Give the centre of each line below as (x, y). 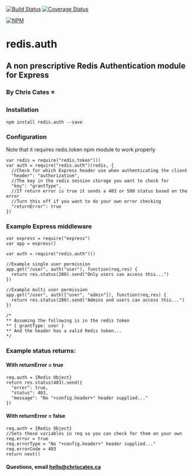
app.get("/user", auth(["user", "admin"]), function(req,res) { (86, 295)
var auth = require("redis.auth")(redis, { (60, 166)
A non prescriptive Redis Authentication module (96, 65)
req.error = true (27, 438)
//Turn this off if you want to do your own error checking (86, 202)
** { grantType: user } (35, 326)
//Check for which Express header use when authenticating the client (99, 171)
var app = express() (31, 244)
